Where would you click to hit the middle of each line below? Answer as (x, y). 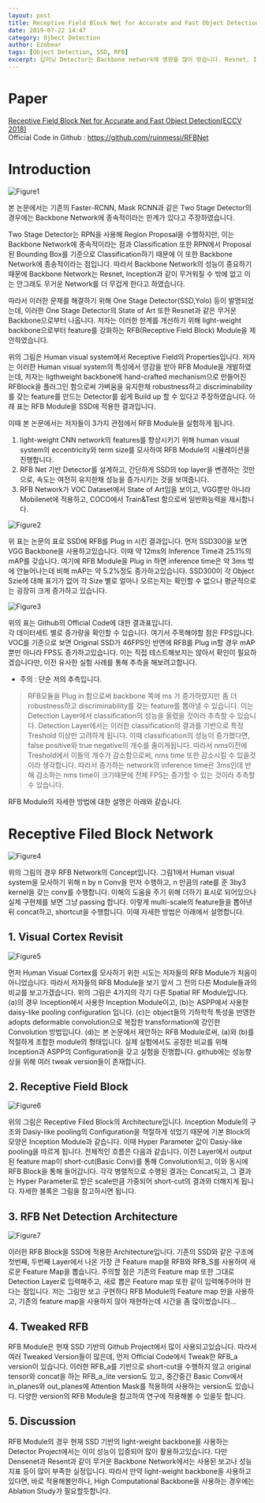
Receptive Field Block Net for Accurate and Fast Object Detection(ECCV (125, 120)
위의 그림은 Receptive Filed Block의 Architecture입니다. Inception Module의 (128, 1122)
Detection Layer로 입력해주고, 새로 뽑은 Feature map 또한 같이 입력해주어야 (125, 1282)
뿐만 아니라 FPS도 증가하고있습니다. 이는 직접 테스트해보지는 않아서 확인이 (122, 652)
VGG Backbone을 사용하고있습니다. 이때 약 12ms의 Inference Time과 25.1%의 (130, 551)
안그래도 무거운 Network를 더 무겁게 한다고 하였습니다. (101, 283)
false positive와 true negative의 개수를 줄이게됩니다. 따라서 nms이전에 (137, 745)
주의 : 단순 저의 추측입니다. (61, 679)
